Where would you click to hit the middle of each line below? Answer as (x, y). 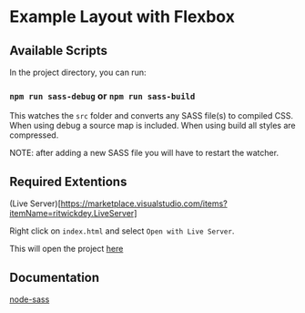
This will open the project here (66, 249)
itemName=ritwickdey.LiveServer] (73, 214)
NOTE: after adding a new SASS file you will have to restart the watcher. (144, 153)
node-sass (30, 299)
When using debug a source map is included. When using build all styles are (152, 126)
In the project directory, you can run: (78, 72)
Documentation (55, 277)
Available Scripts (58, 51)
